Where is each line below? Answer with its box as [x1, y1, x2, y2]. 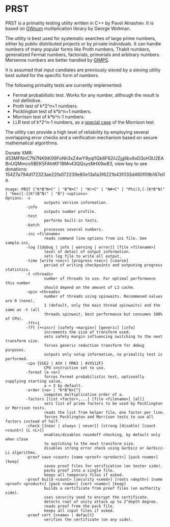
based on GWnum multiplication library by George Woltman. [5, 25, 131, 31]
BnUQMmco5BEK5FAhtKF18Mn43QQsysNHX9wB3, [5, 160, 114, 166]
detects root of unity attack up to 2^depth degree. [44, 499, 158, 504]
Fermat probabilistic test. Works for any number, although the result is [12, 92, 159, 98]
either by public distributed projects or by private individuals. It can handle [5, 40, 161, 46]
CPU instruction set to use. [44, 365, 106, 370]
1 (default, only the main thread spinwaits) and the [44, 303, 160, 308]
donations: [5, 166, 28, 172]
